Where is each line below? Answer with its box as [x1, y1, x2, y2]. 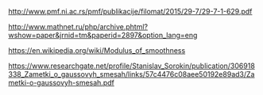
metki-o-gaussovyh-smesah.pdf [8, 78, 115, 87]
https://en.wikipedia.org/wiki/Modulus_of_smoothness [8, 46, 186, 55]
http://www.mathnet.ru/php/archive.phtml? [8, 22, 149, 31]
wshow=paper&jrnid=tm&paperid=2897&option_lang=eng [8, 31, 198, 40]
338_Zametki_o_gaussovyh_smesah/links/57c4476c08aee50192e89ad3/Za [8, 70, 255, 78]
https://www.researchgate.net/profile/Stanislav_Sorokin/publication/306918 [8, 61, 256, 70]
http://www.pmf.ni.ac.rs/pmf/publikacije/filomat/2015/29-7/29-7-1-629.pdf [8, 7, 253, 16]
